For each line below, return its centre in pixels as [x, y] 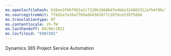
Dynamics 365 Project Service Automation [50, 48]
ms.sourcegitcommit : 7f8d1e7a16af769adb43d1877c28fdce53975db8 [74, 15]
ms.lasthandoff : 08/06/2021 [35, 29]
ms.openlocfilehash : [27, 10]
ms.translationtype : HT [31, 19]
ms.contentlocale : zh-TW [32, 24]
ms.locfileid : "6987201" [32, 34]
